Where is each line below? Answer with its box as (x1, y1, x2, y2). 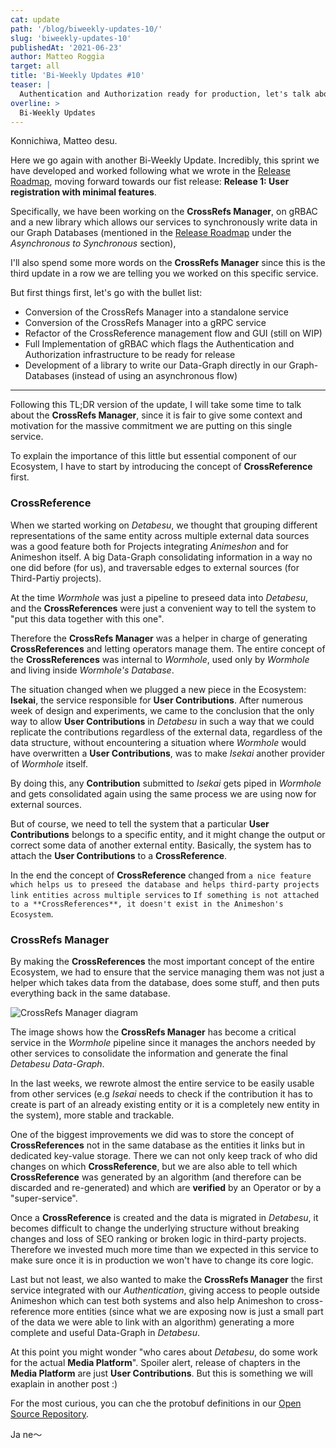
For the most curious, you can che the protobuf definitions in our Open (10, 1397, 302, 1409)
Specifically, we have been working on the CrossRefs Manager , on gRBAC (10, 206, 318, 218)
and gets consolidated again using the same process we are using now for (10, 787, 317, 800)
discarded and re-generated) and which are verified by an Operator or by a (10, 1181, 322, 1193)
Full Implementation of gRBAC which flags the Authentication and (24, 338, 295, 350)
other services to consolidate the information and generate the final (10, 1047, 288, 1059)
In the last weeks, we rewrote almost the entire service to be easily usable (10, 1077, 315, 1089)
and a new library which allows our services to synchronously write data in (10, 216, 318, 228)
